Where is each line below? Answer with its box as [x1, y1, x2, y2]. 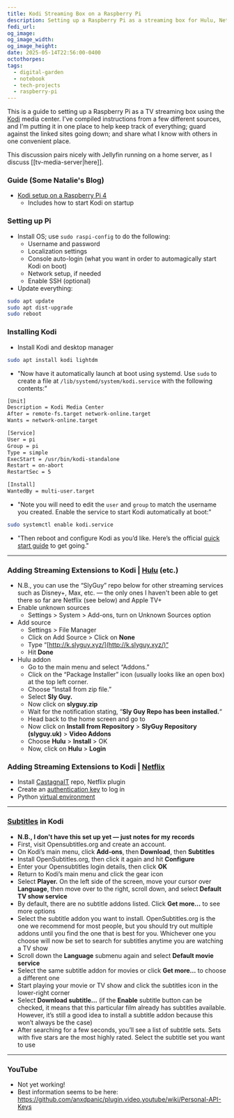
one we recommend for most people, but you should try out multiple [17, 922, 214, 930]
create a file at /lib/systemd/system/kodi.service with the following [17, 377, 213, 385]
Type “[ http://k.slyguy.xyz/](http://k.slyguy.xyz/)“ [27, 641, 169, 649]
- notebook [13, 75, 45, 82]
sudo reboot [7, 310, 42, 318]
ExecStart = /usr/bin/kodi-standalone [7, 456, 120, 463]
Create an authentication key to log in [17, 785, 125, 794]
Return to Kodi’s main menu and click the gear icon [17, 869, 164, 878]
